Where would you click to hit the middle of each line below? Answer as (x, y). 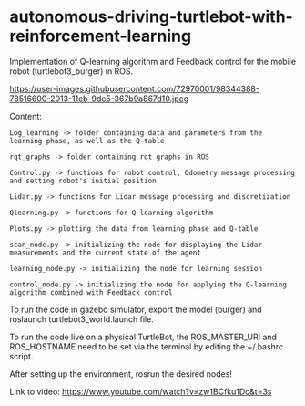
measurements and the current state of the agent (106, 253)
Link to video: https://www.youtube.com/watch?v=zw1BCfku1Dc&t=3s (141, 391)
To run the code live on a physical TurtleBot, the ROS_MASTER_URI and (143, 337)
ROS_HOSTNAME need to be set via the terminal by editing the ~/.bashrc (147, 346)
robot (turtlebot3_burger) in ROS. (71, 71)
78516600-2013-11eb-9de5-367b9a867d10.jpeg (99, 99)
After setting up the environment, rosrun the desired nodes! (121, 374)
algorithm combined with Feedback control (91, 292)
